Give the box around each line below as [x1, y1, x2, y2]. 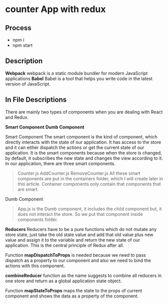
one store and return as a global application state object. [5, 278, 122, 284]
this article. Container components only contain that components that [17, 181, 161, 187]
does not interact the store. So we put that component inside [17, 211, 143, 217]
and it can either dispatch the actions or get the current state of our [5, 144, 144, 150]
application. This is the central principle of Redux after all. [5, 242, 124, 248]
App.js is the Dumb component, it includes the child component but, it [17, 205, 162, 212]
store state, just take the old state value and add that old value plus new [5, 232, 154, 238]
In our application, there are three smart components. [5, 160, 116, 167]
